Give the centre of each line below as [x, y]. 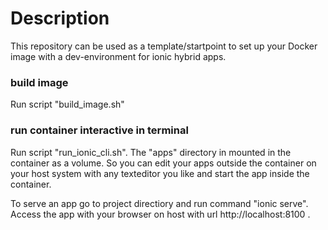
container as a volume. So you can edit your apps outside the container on [163, 163]
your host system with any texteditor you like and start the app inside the [160, 173]
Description [60, 18]
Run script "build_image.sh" [67, 104]
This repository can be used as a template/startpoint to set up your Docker [164, 46]
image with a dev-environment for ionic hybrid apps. [118, 56]
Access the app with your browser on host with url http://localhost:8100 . [160, 214]
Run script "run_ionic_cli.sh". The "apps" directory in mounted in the [151, 152]
